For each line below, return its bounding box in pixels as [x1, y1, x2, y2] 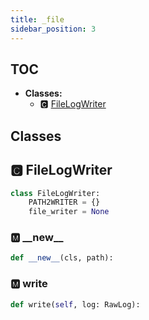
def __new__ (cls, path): [10, 253, 114, 263]
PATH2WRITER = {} [28, 197, 101, 208]
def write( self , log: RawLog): [10, 299, 141, 310]
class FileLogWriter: [10, 188, 101, 198]
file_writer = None [28, 207, 110, 217]
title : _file [10, 14, 65, 25]
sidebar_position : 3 [10, 24, 97, 34]
